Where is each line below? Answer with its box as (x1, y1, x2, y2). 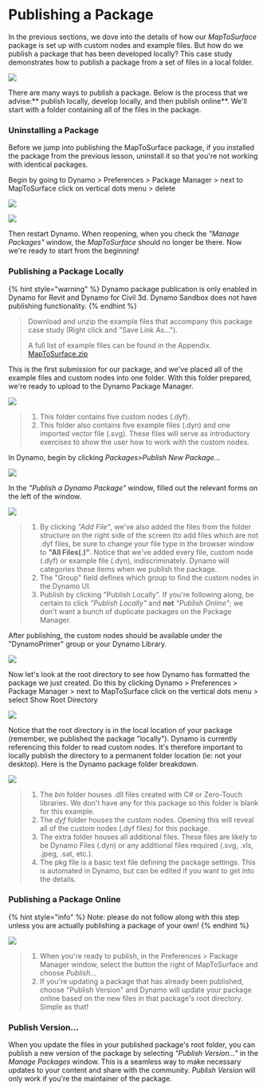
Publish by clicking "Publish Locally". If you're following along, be (39, 589, 255, 599)
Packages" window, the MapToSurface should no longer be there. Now (8, 238, 242, 247)
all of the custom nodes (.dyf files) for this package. (39, 823, 210, 833)
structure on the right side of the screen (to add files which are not (39, 530, 259, 540)
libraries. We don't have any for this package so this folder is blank (39, 798, 259, 807)
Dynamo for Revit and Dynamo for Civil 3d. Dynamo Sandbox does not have (8, 293, 257, 302)
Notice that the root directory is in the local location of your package (8, 725, 233, 735)
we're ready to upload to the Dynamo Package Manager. (8, 381, 194, 391)
